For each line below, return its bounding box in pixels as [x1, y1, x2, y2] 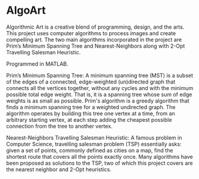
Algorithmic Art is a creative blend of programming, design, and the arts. [6, 23, 185, 30]
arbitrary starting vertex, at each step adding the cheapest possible [6, 116, 172, 123]
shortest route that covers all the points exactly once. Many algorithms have [6, 153, 193, 160]
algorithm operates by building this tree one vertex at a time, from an [6, 110, 175, 117]
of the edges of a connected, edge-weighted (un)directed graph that [6, 78, 176, 85]
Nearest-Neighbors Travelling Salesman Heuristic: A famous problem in [6, 134, 182, 141]
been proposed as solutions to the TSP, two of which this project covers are [6, 159, 193, 166]
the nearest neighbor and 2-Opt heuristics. [6, 165, 112, 173]
